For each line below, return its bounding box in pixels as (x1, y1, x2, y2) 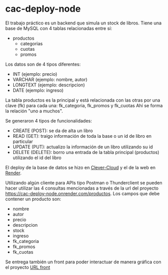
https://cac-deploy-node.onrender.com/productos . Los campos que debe (5, 190, 160, 196)
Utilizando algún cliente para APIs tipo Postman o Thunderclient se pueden (5, 179, 162, 186)
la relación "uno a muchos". (5, 108, 63, 114)
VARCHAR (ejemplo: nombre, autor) (12, 76, 88, 82)
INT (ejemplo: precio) (12, 71, 58, 77)
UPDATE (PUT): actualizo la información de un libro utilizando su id (12, 143, 153, 150)
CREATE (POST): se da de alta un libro (12, 128, 93, 134)
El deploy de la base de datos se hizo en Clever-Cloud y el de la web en (5, 164, 156, 170)
